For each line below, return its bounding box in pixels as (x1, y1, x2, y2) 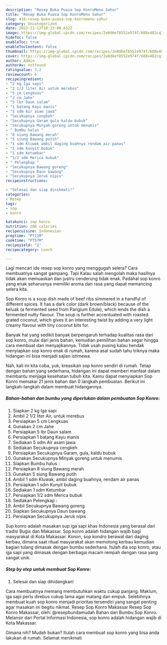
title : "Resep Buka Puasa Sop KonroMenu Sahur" (5, 12, 106, 17)
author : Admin (5, 58, 35, 63)
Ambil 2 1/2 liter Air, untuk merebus (12, 413, 85, 419)
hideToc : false (5, 35, 37, 40)
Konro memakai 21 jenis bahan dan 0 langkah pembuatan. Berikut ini (5, 378, 145, 384)
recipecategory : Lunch (5, 247, 53, 252)
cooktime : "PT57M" (5, 238, 44, 243)
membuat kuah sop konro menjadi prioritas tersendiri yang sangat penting (5, 599, 157, 605)
